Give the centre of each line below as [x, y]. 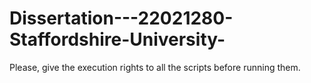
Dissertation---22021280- [121, 18]
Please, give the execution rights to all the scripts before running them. [155, 67]
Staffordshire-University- [117, 39]
